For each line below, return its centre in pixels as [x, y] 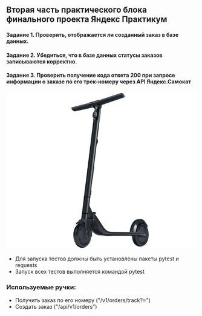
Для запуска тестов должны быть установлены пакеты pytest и [97, 259]
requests [26, 265]
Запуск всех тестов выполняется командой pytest [80, 272]
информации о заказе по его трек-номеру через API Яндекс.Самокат [99, 82]
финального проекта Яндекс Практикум [87, 20]
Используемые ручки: [41, 288]
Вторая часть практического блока [77, 10]
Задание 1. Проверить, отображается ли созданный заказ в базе [93, 34]
